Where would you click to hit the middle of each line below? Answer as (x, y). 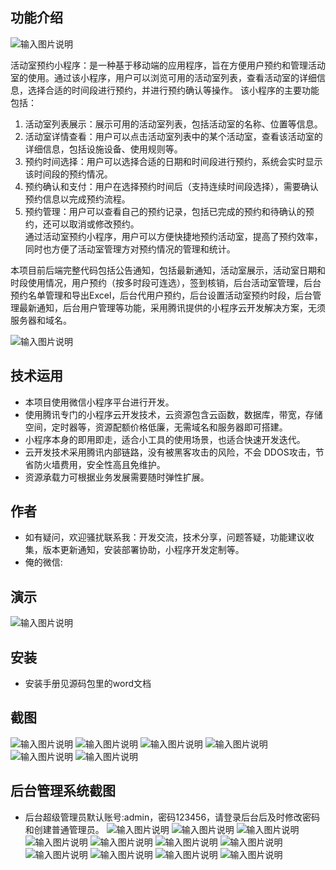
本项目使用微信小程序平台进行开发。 (99, 402)
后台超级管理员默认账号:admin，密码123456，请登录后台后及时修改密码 (172, 817)
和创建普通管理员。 (64, 829)
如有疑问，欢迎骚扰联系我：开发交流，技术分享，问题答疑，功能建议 (165, 537)
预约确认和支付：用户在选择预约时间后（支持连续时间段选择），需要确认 (171, 186)
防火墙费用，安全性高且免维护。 (99, 464)
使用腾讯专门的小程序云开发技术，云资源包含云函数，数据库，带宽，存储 (173, 414)
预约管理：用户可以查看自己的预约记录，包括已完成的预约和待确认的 (165, 211)
